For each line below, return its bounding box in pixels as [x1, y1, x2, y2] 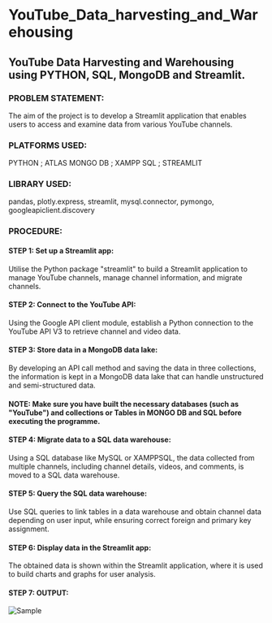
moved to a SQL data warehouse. [8, 469, 120, 480]
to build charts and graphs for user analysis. [8, 569, 156, 579]
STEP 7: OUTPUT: [8, 587, 69, 598]
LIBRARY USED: [8, 179, 71, 190]
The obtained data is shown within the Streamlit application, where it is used [8, 560, 264, 570]
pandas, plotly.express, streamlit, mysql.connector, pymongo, [8, 197, 214, 206]
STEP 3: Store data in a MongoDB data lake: [8, 345, 158, 355]
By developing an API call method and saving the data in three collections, [8, 363, 257, 373]
